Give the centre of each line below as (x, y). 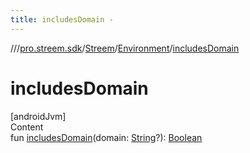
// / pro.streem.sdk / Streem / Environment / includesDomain (125, 48)
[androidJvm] (38, 116)
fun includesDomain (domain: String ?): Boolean (106, 137)
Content (27, 127)
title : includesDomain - (62, 19)
